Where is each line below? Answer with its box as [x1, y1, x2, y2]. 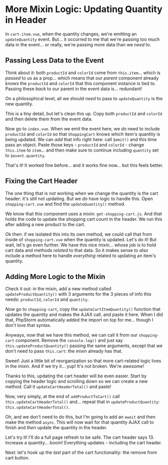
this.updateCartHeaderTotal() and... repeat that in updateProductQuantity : [5, 399, 160, 405]
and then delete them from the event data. [5, 116, 93, 122]
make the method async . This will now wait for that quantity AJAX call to [5, 419, 154, 425]
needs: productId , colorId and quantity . [5, 296, 89, 303]
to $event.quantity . [5, 152, 46, 158]
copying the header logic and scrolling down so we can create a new [5, 378, 148, 384]
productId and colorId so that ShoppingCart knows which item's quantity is [5, 131, 160, 137]
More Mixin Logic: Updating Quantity [5, 4, 162, 15]
